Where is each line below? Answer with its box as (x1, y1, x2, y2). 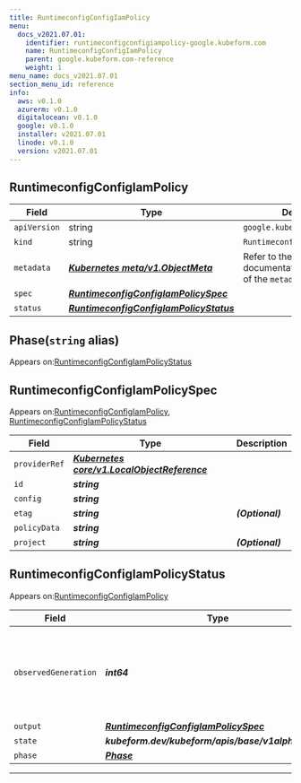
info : (9, 88, 30, 97)
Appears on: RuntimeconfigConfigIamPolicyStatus (9, 356, 193, 368)
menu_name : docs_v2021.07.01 (9, 72, 118, 81)
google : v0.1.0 (17, 122, 74, 131)
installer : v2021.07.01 (17, 130, 106, 139)
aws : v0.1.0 (17, 96, 63, 106)
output (13, 721, 42, 731)
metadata (13, 263, 51, 274)
